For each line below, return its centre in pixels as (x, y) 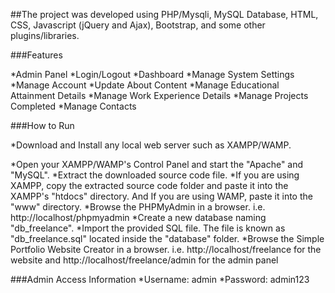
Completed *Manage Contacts (73, 106)
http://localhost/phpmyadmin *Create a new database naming (138, 217)
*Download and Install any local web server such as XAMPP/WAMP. (151, 145)
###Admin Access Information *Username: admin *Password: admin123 (160, 279)
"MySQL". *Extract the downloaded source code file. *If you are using (155, 175)
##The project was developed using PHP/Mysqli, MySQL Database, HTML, (164, 14)
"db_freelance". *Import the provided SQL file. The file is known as (148, 228)
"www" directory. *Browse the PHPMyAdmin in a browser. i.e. (138, 207)
